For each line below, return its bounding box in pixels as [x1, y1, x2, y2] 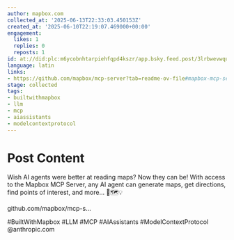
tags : [7, 88, 23, 95]
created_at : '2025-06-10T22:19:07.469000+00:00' [7, 23, 151, 30]
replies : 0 [13, 42, 45, 49]
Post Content [7, 150, 85, 166]
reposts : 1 [13, 49, 45, 56]
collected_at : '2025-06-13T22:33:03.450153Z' [7, 17, 141, 24]
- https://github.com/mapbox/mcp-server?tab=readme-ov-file [7, 74, 186, 82]
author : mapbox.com [7, 10, 64, 17]
